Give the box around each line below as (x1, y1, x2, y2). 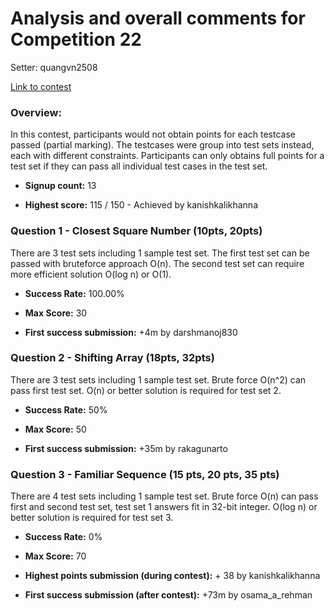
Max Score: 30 (24, 307, 88, 319)
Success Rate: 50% (24, 403, 108, 416)
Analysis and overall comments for (10, 7, 306, 30)
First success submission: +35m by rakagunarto (24, 442, 228, 454)
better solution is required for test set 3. (10, 512, 174, 524)
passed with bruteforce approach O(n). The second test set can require (10, 257, 305, 269)
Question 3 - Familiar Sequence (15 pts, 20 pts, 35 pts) (10, 467, 280, 481)
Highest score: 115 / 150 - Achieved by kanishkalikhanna (24, 199, 258, 211)
